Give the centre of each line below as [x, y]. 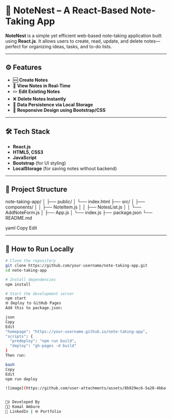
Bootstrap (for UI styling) [39, 163]
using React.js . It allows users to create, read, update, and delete [74, 41]
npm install [18, 284]
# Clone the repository [31, 261]
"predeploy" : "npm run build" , [43, 341]
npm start [16, 298]
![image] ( [16, 388]
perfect [13, 46]
